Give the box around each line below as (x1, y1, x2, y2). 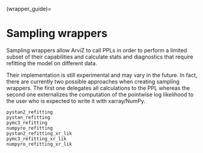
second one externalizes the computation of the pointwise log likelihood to (6, 91, 194, 98)
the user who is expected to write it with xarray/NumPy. (6, 97, 146, 104)
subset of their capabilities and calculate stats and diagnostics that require (6, 53, 194, 60)
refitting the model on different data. (6, 59, 98, 66)
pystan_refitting (6, 114, 51, 121)
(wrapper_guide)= (6, 5, 52, 12)
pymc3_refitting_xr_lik (6, 135, 67, 142)
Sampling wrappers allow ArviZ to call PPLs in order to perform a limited (6, 46, 187, 54)
